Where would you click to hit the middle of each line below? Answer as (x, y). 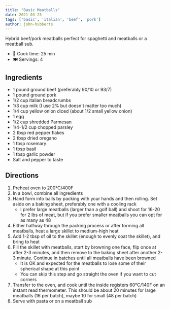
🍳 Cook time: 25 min (34, 54)
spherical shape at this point (50, 268)
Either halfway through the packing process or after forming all (78, 225)
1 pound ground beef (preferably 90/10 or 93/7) (62, 90)
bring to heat (26, 242)
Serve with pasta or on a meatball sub (52, 301)
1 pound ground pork (35, 95)
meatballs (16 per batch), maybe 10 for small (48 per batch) (75, 295)
